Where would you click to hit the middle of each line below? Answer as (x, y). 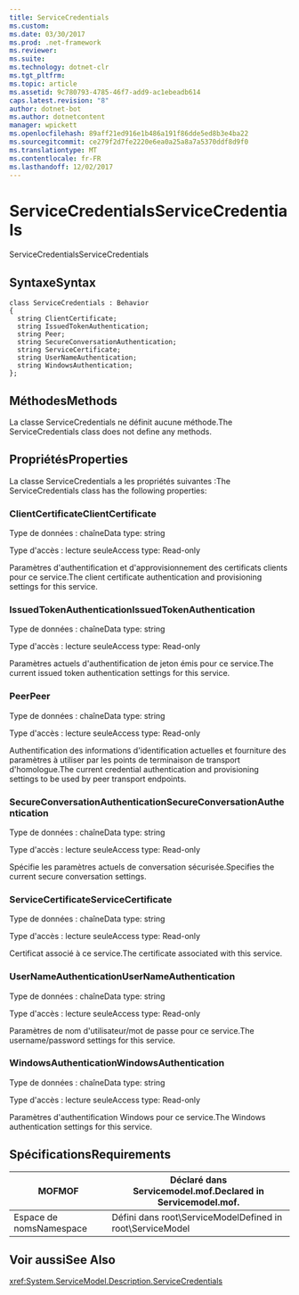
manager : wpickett (43, 126)
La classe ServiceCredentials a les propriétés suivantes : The (120, 481)
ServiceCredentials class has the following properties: (108, 491)
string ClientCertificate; (67, 319)
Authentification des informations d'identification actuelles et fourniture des (148, 750)
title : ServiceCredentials (59, 17)
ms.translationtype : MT (53, 150)
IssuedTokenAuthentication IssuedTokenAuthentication (132, 609)
